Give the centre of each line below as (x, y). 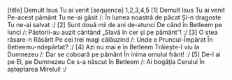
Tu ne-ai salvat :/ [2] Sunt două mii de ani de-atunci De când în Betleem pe (115, 25)
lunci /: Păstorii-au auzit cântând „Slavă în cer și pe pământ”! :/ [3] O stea (113, 32)
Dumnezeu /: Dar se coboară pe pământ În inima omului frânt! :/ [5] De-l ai (114, 54)
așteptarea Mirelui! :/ (37, 69)
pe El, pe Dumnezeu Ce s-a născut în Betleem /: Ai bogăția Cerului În (106, 62)
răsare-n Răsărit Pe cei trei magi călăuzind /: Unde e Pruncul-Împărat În (110, 40)
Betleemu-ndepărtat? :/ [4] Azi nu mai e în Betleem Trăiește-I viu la (103, 47)
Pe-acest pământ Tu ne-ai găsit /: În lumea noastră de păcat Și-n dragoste (114, 17)
